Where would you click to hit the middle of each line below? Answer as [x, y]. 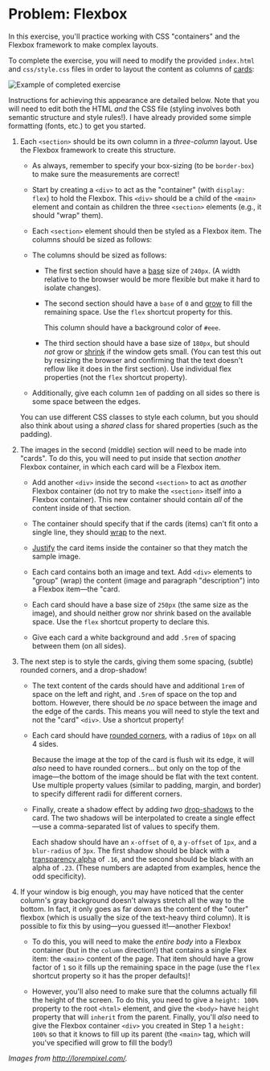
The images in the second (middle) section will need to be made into [133, 449]
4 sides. [45, 744]
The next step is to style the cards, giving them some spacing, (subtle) [137, 661]
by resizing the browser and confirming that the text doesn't [143, 360]
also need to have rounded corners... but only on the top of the [136, 768]
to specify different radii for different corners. [107, 793]
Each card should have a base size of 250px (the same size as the [140, 604]
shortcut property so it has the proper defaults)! [111, 975]
